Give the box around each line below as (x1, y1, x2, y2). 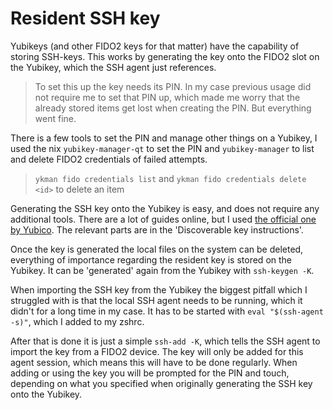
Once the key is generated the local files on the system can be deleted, (10, 243, 304, 255)
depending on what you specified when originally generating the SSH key (10, 377, 313, 389)
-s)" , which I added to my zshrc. (10, 315, 145, 327)
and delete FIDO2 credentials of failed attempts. (10, 153, 208, 165)
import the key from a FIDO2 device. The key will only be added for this (10, 345, 304, 357)
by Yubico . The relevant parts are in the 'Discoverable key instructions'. (10, 223, 304, 236)
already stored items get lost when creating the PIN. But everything (34, 102, 312, 114)
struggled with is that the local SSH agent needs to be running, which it (10, 294, 303, 306)
